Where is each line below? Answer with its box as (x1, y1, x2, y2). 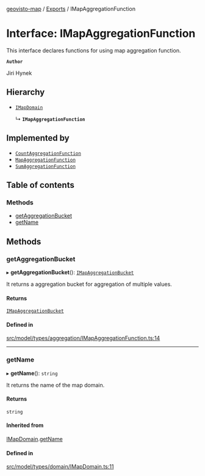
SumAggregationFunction (15, 163, 76, 169)
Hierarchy (6, 87, 45, 97)
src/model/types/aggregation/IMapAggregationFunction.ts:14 (6, 335, 160, 342)
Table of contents (6, 180, 74, 190)
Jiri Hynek (6, 69, 32, 76)
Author (6, 58, 23, 65)
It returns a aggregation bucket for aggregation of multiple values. (6, 280, 172, 288)
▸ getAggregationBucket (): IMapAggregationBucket (6, 269, 134, 276)
